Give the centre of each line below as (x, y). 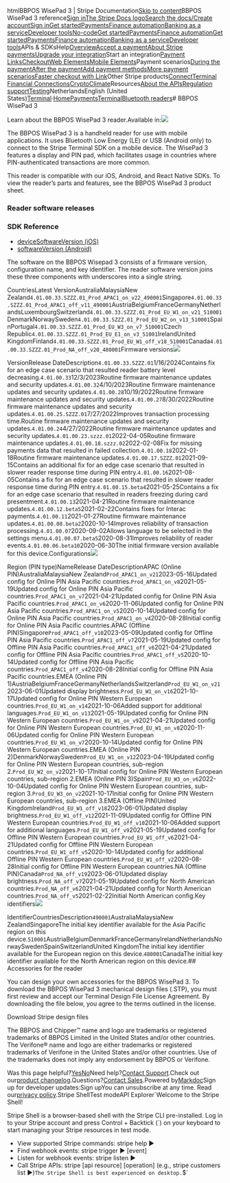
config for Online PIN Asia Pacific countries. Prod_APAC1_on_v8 (94, 582)
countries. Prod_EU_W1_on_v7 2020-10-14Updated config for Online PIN (105, 742)
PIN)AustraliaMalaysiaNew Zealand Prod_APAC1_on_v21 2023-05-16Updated (112, 574)
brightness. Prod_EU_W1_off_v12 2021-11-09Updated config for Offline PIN (109, 816)
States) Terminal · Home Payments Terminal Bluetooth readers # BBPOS (103, 98)
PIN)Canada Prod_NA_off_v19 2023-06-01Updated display (88, 874)
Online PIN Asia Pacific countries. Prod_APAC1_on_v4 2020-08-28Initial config (114, 618)
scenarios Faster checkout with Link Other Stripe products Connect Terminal (112, 76)
